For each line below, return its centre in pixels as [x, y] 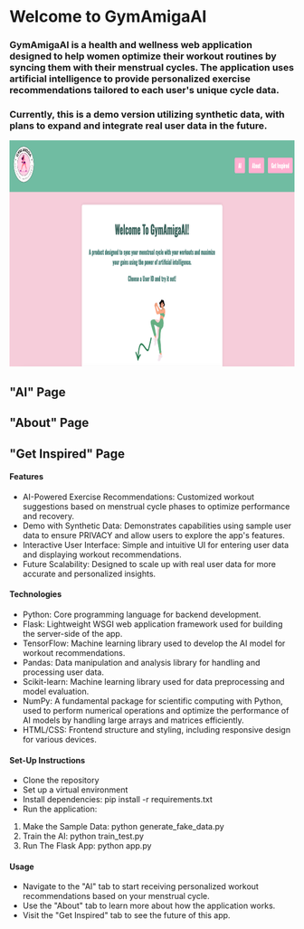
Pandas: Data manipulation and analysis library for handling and [141, 662]
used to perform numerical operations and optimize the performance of [156, 710]
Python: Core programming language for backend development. [142, 614]
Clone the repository [61, 781]
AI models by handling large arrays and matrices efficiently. [133, 720]
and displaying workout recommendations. [102, 555]
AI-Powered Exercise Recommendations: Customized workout [138, 497]
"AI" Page [38, 392]
